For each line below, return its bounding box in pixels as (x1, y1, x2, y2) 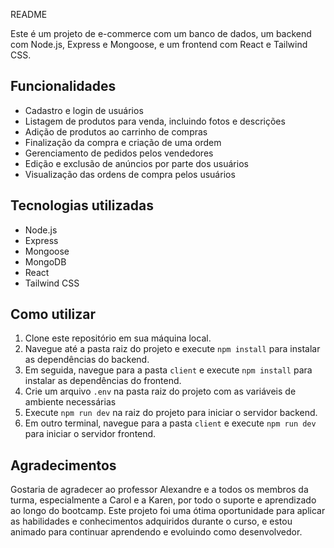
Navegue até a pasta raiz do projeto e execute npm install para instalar (24, 343, 321, 355)
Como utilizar (10, 306, 97, 323)
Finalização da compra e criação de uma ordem (24, 136, 222, 148)
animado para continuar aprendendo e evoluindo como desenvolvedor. (10, 526, 303, 538)
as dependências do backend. (24, 354, 150, 366)
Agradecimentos (10, 457, 117, 474)
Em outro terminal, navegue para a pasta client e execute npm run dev (24, 417, 317, 429)
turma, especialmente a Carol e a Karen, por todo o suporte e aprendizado (10, 494, 317, 506)
